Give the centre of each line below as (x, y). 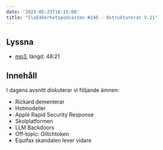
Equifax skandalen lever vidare (53, 140)
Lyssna (20, 42)
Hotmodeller (30, 108)
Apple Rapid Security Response (54, 115)
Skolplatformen (34, 121)
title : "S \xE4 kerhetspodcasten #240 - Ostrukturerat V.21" (82, 18)
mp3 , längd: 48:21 (37, 57)
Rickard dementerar (40, 102)
